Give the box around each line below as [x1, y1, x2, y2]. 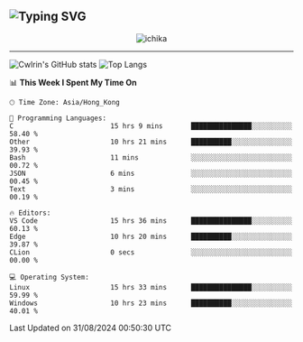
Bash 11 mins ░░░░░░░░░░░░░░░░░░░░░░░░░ [9, 153, 293, 162]
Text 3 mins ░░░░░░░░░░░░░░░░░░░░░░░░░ [9, 184, 293, 194]
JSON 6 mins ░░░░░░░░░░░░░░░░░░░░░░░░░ [9, 169, 293, 178]
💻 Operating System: [9, 273, 90, 282]
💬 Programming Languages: [9, 114, 106, 123]
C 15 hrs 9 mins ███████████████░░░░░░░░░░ [9, 121, 293, 131]
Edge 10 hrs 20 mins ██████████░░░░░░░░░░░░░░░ [9, 232, 293, 241]
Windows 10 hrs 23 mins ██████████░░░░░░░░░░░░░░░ [9, 299, 293, 308]
